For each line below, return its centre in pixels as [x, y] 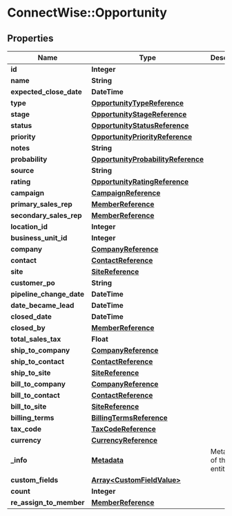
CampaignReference [126, 193]
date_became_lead [42, 305]
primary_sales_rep [41, 204]
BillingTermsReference [129, 418]
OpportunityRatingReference [140, 182]
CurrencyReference [124, 440]
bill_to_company [38, 384]
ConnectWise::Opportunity [87, 13]
